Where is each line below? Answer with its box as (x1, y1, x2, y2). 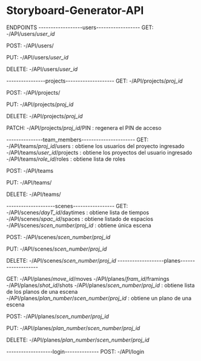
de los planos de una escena (6, 288, 78, 295)
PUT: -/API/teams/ (6, 178, 52, 186)
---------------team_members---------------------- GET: (6, 136, 149, 143)
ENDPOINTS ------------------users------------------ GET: (6, 24, 154, 31)
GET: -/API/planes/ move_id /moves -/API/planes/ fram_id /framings (6, 275, 170, 282)
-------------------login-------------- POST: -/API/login (6, 348, 145, 355)
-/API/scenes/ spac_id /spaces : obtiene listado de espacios (6, 215, 153, 222)
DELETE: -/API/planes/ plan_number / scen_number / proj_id (6, 336, 150, 343)
